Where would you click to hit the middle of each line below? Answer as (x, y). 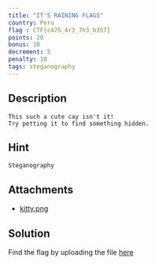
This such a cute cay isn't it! (61, 116)
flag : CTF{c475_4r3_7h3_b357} (59, 30)
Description (37, 99)
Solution (29, 233)
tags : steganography (42, 67)
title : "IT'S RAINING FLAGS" (56, 15)
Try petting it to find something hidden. (79, 123)
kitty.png (34, 208)
